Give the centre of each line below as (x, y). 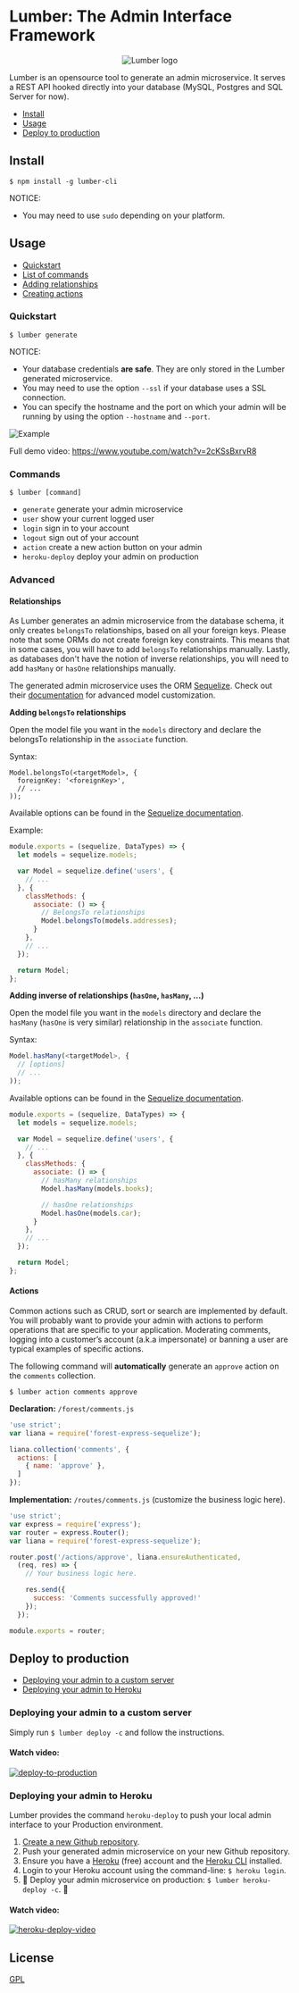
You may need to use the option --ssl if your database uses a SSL (144, 388)
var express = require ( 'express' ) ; (75, 1524)
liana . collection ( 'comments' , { (69, 1449)
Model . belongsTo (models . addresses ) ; (109, 921)
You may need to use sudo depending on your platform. (124, 215)
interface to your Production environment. (86, 1825)
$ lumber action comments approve (74, 1392)
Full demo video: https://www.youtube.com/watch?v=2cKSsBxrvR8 (133, 451)
